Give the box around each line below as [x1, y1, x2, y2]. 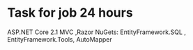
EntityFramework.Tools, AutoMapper [7, 35, 113, 43]
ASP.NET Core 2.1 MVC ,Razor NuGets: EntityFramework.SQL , [7, 28, 187, 36]
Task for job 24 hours [7, 5, 134, 21]
